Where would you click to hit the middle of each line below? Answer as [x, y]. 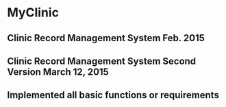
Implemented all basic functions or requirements [113, 95]
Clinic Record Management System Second [102, 61]
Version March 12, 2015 [58, 72]
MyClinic [33, 13]
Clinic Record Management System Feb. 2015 [106, 38]
